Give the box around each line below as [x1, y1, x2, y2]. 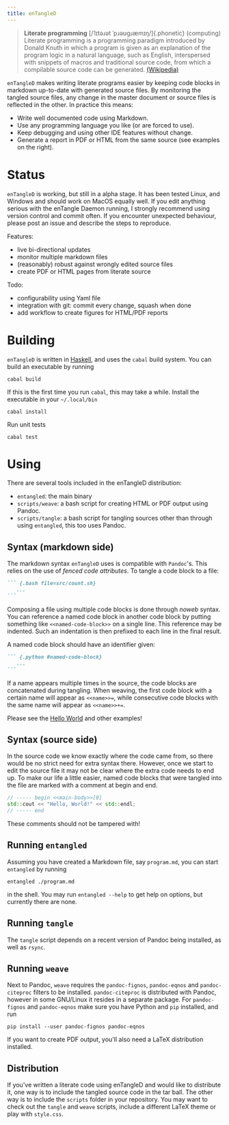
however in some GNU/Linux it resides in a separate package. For [7, 995, 191, 1004]
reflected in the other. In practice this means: [7, 100, 133, 108]
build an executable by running [7, 362, 94, 370]
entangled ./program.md [7, 878, 75, 885]
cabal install [7, 408, 48, 415]
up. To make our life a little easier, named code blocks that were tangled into [7, 774, 222, 782]
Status [7, 167, 46, 182]
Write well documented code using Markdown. [16, 114, 149, 122]
